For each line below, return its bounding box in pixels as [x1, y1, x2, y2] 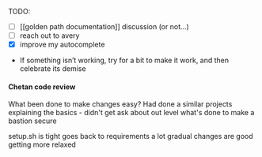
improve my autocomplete [19, 39, 105, 50]
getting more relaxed [8, 140, 77, 149]
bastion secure [8, 116, 57, 125]
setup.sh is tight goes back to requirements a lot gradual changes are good [8, 132, 253, 141]
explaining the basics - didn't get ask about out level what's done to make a [8, 108, 255, 118]
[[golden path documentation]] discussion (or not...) [19, 22, 190, 31]
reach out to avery [19, 31, 80, 40]
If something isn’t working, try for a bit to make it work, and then [19, 55, 230, 65]
